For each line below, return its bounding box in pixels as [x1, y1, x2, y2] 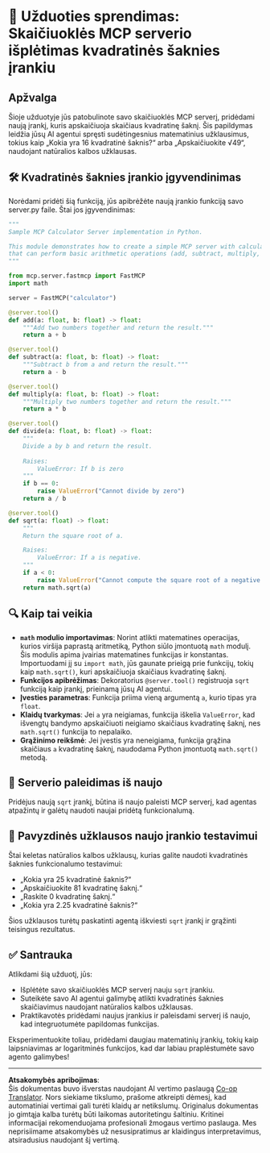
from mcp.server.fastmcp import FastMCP [8, 272, 146, 281]
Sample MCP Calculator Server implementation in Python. [8, 227, 203, 236]
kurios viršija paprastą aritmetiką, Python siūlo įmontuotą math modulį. [19, 641, 252, 651]
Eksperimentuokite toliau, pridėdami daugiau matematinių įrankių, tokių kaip [8, 1034, 259, 1044]
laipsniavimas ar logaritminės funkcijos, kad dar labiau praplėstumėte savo [8, 1043, 255, 1053]
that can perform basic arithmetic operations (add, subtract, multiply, [8, 250, 261, 258]
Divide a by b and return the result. [22, 442, 153, 450]
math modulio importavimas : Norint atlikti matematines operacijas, [19, 632, 240, 642]
